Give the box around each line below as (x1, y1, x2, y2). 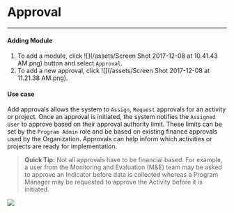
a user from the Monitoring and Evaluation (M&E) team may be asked (24, 163, 223, 171)
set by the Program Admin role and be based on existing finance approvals (7, 127, 218, 136)
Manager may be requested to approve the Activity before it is (24, 178, 203, 187)
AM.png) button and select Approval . (17, 59, 123, 68)
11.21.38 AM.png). (17, 74, 68, 82)
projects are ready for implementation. (7, 142, 117, 150)
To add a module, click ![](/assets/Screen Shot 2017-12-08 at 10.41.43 (17, 52, 218, 60)
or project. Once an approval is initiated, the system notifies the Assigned (7, 113, 216, 121)
